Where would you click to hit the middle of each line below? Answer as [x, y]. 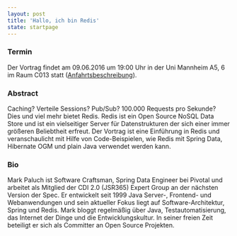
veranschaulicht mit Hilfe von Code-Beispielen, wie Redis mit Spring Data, [115, 138]
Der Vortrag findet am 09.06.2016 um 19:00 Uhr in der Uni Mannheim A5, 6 [116, 67]
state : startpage [33, 27]
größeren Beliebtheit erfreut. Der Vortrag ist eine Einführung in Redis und [114, 131]
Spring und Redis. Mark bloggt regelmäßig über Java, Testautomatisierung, [117, 210]
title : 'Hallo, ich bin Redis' [53, 21]
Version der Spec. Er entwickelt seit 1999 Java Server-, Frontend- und [110, 195]
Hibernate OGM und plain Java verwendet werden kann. [89, 146]
